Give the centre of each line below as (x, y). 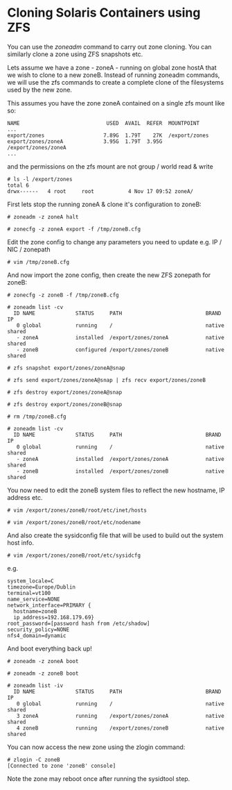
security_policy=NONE (38, 630)
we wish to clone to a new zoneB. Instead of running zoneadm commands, (114, 75)
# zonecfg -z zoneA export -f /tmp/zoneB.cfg (74, 229)
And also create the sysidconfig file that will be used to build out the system (115, 535)
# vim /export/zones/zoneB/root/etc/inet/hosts (77, 510)
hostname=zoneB (35, 611)
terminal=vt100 (29, 593)
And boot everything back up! (50, 648)
